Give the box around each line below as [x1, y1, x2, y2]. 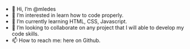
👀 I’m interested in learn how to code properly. [11, 12, 124, 19]
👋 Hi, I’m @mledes [11, 6, 56, 12]
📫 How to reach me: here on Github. [11, 37, 101, 44]
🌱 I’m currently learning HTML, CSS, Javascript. [11, 18, 127, 24]
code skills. [11, 30, 39, 37]
